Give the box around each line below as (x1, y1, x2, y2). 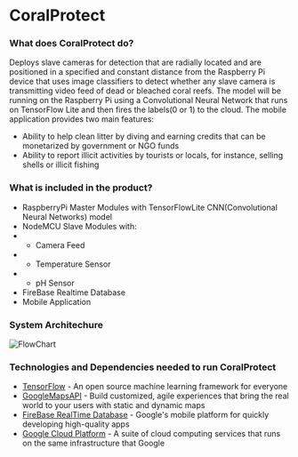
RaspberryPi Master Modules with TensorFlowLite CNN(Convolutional (21, 202, 278, 212)
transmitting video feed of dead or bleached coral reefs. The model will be (9, 85, 282, 96)
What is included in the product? (9, 181, 153, 194)
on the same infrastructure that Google (21, 437, 165, 449)
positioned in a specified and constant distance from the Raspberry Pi (9, 67, 265, 77)
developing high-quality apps (21, 419, 131, 429)
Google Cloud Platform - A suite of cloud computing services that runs (21, 429, 281, 439)
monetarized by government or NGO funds (21, 140, 180, 151)
